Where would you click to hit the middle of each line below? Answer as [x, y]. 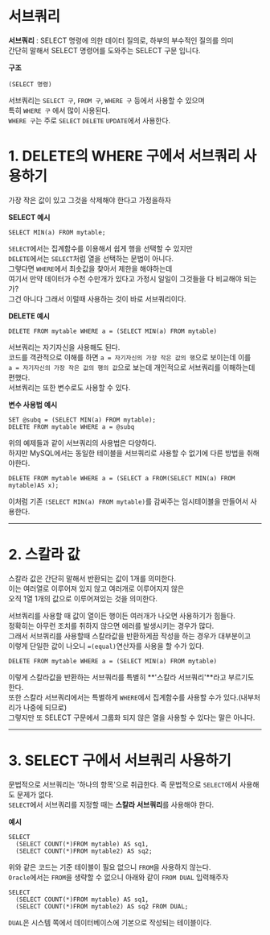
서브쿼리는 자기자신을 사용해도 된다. [64, 347]
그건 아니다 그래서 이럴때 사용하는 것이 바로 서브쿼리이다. [97, 298]
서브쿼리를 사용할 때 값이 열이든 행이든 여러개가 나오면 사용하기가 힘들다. [122, 615]
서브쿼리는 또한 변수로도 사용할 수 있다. [70, 387]
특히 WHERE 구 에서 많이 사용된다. [59, 110]
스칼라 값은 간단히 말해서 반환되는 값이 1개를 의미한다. [92, 578]
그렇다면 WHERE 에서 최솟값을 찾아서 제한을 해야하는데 [90, 268]
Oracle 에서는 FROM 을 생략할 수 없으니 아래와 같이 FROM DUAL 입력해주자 [119, 877]
